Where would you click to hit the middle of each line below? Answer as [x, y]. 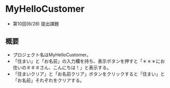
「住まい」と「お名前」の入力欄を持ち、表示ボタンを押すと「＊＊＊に [87, 61]
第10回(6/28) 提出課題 [36, 24]
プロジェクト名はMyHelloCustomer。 [52, 55]
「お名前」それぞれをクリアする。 [48, 80]
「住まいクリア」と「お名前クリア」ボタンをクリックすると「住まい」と [89, 74]
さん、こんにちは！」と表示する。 [75, 68]
